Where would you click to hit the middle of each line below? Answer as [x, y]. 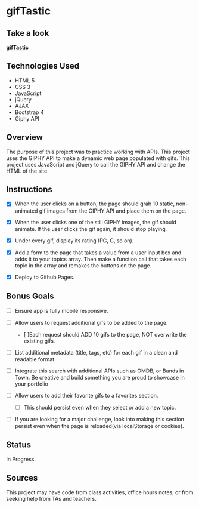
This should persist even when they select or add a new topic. [100, 407]
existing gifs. [39, 341]
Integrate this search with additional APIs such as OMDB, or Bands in [99, 371]
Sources [22, 478]
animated [26, 211]
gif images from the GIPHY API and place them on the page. [113, 211]
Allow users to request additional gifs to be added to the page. [91, 322]
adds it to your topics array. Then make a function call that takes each [100, 259]
